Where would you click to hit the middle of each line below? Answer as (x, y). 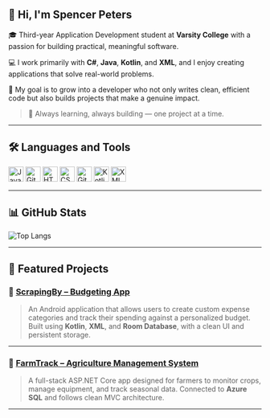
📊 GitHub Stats (47, 213)
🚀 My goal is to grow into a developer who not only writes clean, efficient (129, 89)
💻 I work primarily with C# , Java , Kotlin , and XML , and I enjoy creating (127, 62)
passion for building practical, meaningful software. (94, 46)
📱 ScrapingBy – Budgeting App (69, 292)
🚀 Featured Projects (59, 269)
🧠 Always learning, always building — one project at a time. (126, 113)
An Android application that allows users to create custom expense (139, 309)
